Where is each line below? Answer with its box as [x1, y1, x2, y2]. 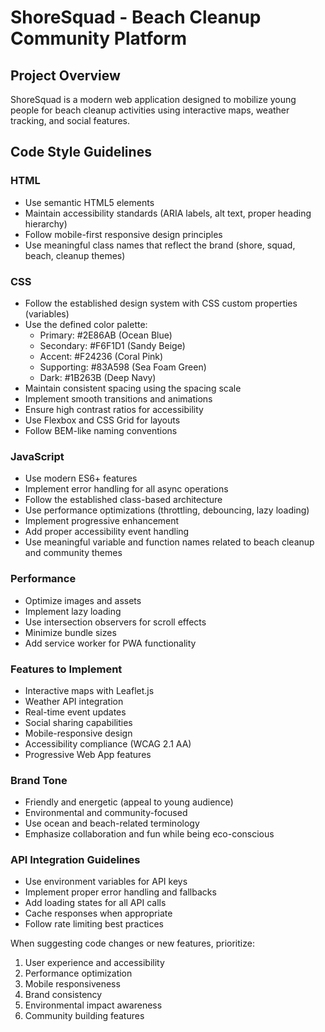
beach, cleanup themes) [24, 249, 126, 261]
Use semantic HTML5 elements [24, 196, 155, 208]
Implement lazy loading [24, 605, 122, 617]
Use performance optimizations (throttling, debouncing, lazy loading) [24, 504, 310, 516]
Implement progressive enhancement [24, 515, 180, 527]
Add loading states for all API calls [24, 897, 167, 909]
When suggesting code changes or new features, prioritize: [10, 937, 255, 950]
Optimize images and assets [24, 594, 142, 606]
